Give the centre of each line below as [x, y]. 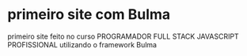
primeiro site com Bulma [89, 15]
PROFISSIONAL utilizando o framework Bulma [82, 44]
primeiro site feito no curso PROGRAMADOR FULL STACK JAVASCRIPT [123, 36]
